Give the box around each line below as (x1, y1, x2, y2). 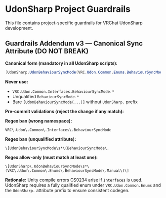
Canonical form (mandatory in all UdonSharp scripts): (5, 60, 118, 66)
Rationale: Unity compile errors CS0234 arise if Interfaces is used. (5, 177, 143, 183)
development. (5, 25, 33, 31)
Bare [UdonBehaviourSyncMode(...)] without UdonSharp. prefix (12, 99, 138, 105)
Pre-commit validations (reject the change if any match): (5, 108, 124, 114)
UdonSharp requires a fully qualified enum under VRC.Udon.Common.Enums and (5, 182, 161, 188)
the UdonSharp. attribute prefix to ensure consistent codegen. (5, 187, 130, 193)
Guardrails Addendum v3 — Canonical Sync (5, 40, 143, 48)
